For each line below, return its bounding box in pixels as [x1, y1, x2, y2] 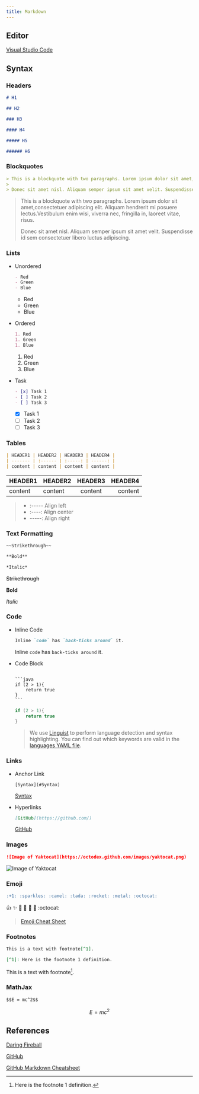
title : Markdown [6, 8, 46, 15]
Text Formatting [6, 529, 53, 537]
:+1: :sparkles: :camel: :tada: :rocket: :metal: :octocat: [6, 893, 158, 899]
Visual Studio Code [6, 46, 53, 53]
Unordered [14, 262, 41, 270]
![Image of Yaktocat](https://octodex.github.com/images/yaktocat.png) [6, 854, 187, 860]
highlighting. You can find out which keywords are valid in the [29, 736, 179, 743]
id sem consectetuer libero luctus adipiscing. [20, 234, 130, 241]
